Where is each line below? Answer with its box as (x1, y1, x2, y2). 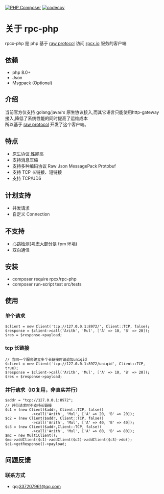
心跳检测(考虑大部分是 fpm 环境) (12, 241, 77, 247)
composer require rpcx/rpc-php (12, 276, 77, 282)
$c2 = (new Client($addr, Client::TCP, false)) (5, 416, 104, 421)
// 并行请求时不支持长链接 (5, 403, 52, 408)
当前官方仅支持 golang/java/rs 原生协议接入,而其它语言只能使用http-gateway (5, 109, 159, 115)
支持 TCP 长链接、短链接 (12, 169, 62, 175)
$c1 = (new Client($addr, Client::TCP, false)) (5, 407, 104, 412)
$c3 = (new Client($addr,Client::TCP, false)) (5, 424, 102, 429)
